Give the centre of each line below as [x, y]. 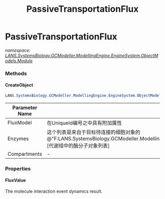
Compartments [25, 154]
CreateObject [19, 85]
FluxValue [15, 180]
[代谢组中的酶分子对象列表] [78, 145]
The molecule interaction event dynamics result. [54, 191]
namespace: [18, 50]
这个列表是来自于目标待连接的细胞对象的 [94, 132]
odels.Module [19, 60]
